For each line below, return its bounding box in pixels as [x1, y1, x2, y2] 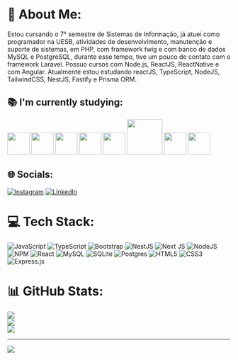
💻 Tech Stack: [7, 213, 95, 230]
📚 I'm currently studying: [7, 96, 123, 108]
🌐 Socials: [7, 169, 54, 181]
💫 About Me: [7, 6, 82, 23]
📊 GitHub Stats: [7, 283, 104, 299]
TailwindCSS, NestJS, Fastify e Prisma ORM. [7, 74, 137, 84]
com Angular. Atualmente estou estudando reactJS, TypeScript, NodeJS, [7, 67, 220, 76]
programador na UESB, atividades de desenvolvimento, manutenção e [7, 37, 212, 45]
